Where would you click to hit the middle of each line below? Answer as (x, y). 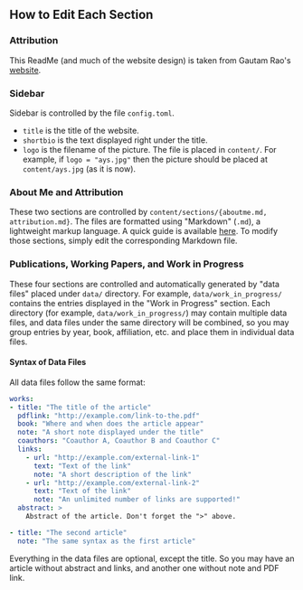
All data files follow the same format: (78, 382)
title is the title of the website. (81, 130)
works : (22, 398)
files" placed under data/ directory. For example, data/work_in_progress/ (146, 294)
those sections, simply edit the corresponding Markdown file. (123, 241)
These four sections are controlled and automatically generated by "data (145, 284)
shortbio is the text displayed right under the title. (115, 140)
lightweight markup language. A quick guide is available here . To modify (144, 231)
